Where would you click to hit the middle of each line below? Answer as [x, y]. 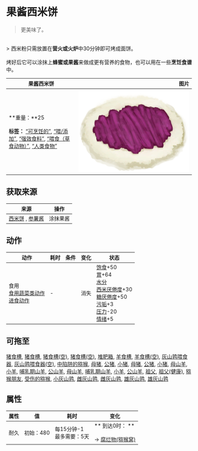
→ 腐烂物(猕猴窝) [115, 439]
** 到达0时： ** [114, 426]
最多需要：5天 [72, 436]
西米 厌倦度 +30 [114, 290]
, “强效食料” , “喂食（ [40, 138]
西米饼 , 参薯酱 [26, 219]
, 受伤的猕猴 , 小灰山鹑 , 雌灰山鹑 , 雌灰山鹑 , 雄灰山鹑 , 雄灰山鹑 [95, 378]
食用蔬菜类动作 [27, 293]
